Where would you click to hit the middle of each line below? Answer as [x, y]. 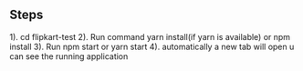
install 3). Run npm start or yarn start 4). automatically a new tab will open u [152, 46]
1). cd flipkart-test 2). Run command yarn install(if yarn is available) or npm [150, 36]
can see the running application [69, 56]
